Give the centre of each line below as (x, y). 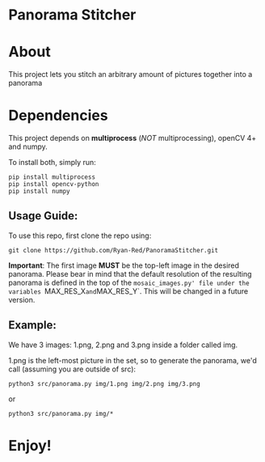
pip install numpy (39, 192)
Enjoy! (30, 445)
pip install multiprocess (52, 177)
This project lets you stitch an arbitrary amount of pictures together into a (130, 74)
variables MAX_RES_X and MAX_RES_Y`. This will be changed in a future (128, 291)
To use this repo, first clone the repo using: (80, 235)
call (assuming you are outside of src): (72, 369)
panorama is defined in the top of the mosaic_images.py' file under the (129, 282)
